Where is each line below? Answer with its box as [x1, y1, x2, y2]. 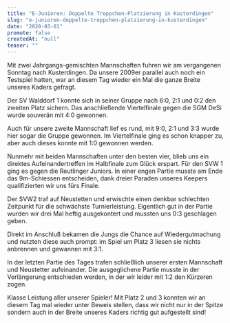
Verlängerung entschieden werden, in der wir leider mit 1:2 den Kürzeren [7, 273, 213, 281]
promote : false [7, 29, 51, 37]
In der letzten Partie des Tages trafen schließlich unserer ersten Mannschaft [7, 258, 223, 266]
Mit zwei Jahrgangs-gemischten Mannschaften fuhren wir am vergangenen [7, 61, 222, 69]
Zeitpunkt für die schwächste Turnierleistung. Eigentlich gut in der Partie [7, 202, 213, 210]
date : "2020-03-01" [7, 23, 63, 30]
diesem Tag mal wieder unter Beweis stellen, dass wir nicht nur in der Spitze [7, 301, 224, 309]
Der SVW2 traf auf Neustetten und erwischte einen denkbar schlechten [7, 195, 210, 203]
